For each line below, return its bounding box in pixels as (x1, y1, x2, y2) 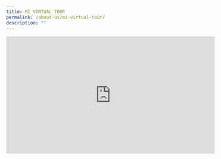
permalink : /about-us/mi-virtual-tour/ (6, 14, 105, 20)
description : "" (6, 20, 46, 26)
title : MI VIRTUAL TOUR (6, 8, 66, 15)
